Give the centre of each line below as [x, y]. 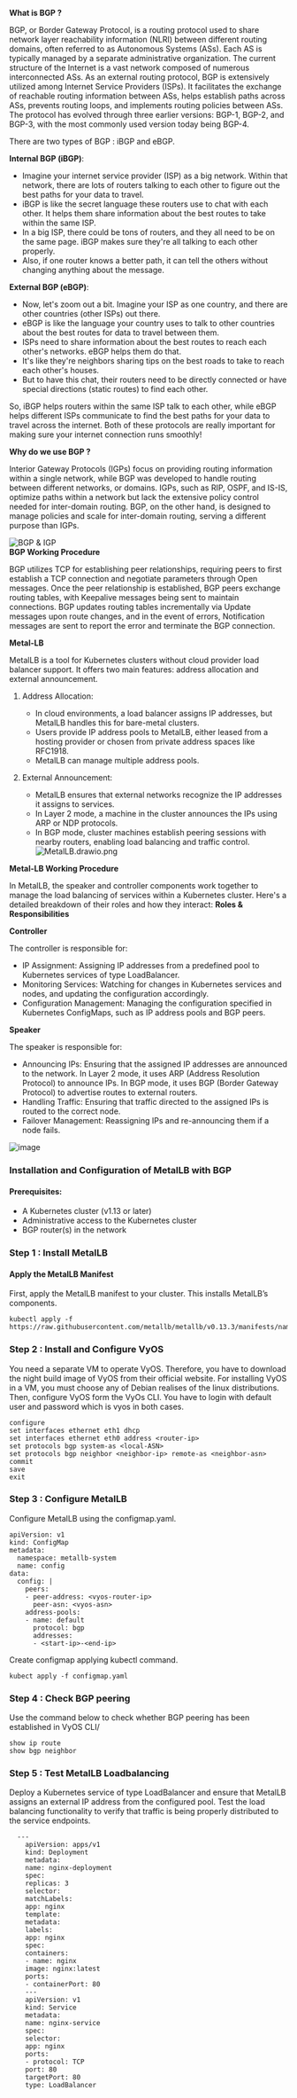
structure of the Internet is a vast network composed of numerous [129, 67]
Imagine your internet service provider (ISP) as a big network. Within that [155, 176]
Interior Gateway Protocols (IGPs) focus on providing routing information [141, 469]
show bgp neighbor [43, 1751]
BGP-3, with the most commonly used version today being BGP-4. [129, 124]
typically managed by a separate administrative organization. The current [143, 58]
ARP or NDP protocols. [76, 823]
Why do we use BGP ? [50, 452]
